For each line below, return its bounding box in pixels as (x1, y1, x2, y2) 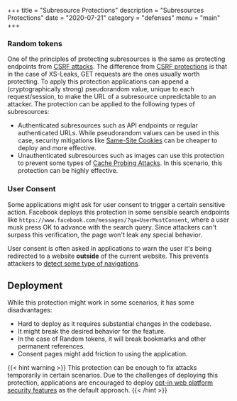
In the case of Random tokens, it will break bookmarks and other (17, 334, 206, 343)
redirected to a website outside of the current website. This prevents (7, 252, 209, 260)
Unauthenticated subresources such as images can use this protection (17, 152, 225, 160)
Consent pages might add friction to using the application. (17, 350, 188, 358)
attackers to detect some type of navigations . (7, 259, 140, 268)
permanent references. (17, 342, 85, 351)
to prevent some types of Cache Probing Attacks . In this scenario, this (17, 159, 223, 167)
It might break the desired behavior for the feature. (17, 327, 166, 336)
